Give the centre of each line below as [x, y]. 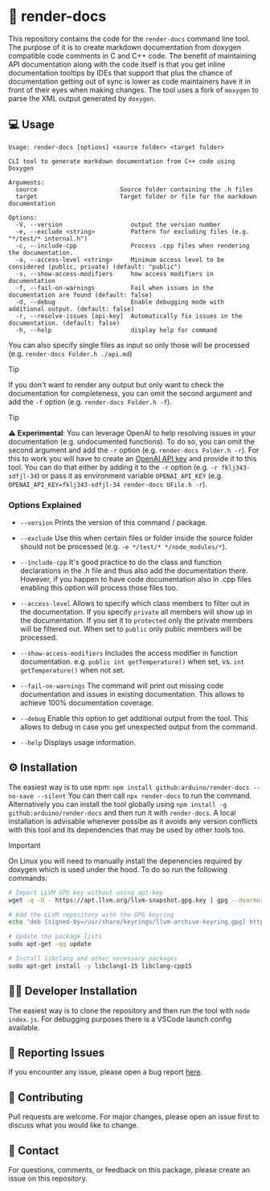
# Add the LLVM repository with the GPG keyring [91, 915]
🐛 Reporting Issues [57, 1053]
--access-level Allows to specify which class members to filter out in [135, 604]
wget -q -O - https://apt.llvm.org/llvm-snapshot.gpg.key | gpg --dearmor [136, 900]
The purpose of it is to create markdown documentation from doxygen [125, 47]
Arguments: [27, 182]
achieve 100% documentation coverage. [87, 703]
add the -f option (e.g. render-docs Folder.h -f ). [90, 402]
